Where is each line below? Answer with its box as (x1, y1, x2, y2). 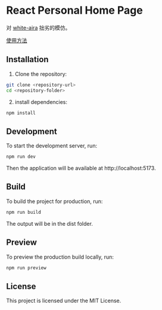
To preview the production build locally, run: (6, 253, 114, 260)
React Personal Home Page (6, 4, 143, 17)
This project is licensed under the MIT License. (6, 297, 121, 305)
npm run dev (6, 154, 36, 160)
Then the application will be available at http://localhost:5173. (6, 165, 156, 172)
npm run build (6, 209, 42, 215)
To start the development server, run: (6, 142, 97, 149)
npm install (6, 110, 36, 116)
